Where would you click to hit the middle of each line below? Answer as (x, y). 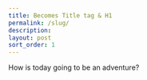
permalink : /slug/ (39, 23)
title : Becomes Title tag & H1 (60, 15)
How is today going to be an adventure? (74, 67)
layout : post (30, 38)
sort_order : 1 (32, 45)
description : (30, 30)
